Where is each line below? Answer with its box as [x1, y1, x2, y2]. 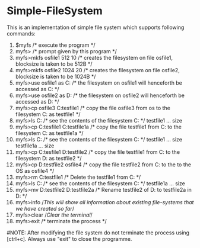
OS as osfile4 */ [15, 167, 55, 174]
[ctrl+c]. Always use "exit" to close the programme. [7, 235, 132, 242]
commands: [7, 30, 36, 37]
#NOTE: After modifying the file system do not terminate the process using [7, 229, 189, 236]
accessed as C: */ [15, 85, 59, 92]
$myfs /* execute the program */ [15, 41, 96, 49]
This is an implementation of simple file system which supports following [7, 24, 185, 31]
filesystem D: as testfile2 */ [15, 154, 82, 162]
